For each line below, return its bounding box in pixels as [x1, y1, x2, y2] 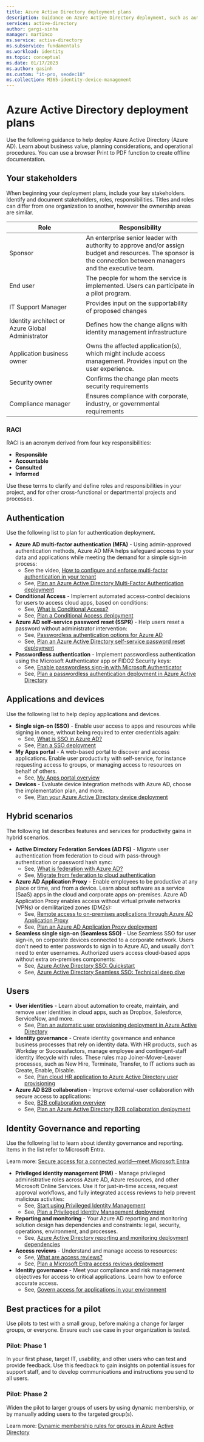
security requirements [86, 382, 149, 390]
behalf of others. [15, 767, 57, 775]
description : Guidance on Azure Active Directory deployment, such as [6, 15, 189, 21]
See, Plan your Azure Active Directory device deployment [24, 793, 168, 801]
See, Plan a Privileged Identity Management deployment [24, 1208, 165, 1215]
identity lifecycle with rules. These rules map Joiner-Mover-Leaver [15, 1054, 182, 1061]
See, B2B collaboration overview [24, 1099, 106, 1106]
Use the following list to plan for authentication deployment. [6, 529, 156, 536]
